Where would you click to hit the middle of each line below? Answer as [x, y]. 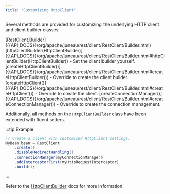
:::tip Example [20, 129]
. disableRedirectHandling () [44, 152]
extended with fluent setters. [35, 119]
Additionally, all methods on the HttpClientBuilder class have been [76, 114]
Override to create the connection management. [110, 104]
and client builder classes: [32, 30]
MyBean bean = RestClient [32, 143]
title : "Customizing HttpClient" [41, 10]
